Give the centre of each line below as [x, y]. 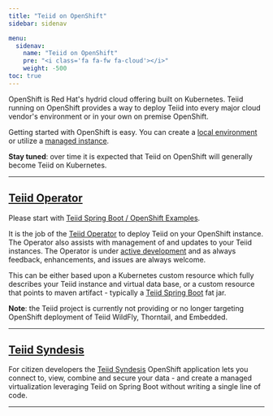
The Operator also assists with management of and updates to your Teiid [130, 242]
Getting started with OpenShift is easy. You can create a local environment [133, 132]
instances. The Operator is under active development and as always [122, 251]
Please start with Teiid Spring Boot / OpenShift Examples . [104, 218]
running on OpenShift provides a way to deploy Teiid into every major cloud [135, 107]
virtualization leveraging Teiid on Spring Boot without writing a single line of [135, 387]
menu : [17, 38]
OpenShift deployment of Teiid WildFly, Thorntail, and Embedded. [118, 317]
